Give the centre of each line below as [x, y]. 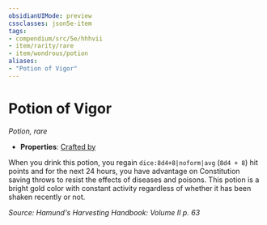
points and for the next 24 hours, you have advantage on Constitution [124, 171]
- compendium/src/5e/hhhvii [56, 38]
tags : [17, 31]
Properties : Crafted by [58, 146]
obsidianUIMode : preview [50, 16]
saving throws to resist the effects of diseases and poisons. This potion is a [134, 180]
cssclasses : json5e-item [50, 23]
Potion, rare [28, 131]
